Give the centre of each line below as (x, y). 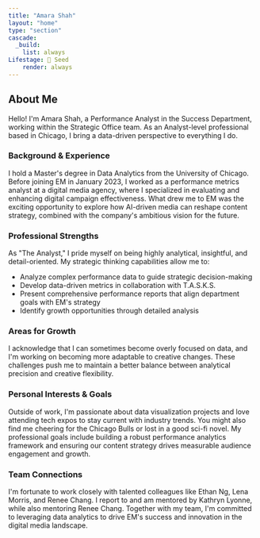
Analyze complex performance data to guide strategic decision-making (136, 277)
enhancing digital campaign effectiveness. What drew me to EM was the (126, 198)
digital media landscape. (48, 525)
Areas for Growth (42, 332)
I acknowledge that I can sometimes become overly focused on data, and (128, 348)
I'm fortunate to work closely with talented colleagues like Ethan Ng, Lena (128, 492)
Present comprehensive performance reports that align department (130, 294)
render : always (48, 67)
